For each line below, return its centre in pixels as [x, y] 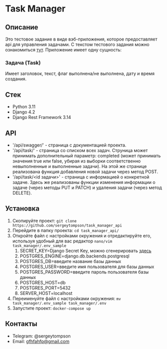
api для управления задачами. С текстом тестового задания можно [77, 44]
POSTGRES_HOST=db [43, 282]
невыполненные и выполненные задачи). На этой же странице [80, 166]
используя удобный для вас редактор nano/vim [62, 241]
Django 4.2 [24, 112]
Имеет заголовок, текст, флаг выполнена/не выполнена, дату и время [80, 73]
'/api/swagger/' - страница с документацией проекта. [69, 145]
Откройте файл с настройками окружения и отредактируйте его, [82, 235]
